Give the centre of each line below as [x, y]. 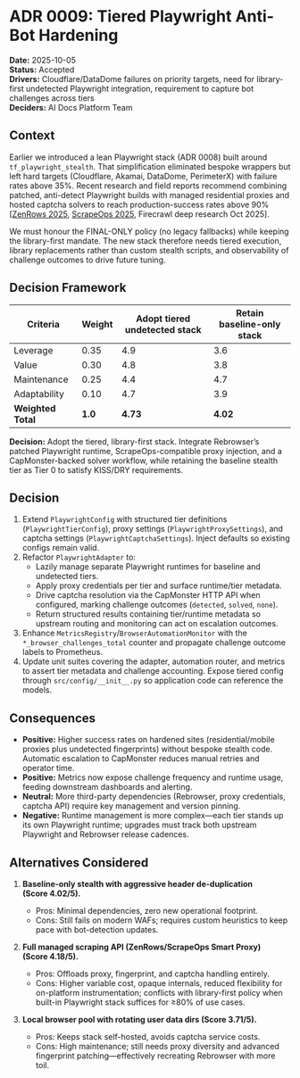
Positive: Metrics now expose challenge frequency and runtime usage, [153, 777]
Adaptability [39, 394]
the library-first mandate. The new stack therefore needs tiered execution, [146, 240]
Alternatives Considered [79, 862]
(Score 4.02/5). [51, 893]
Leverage [33, 350]
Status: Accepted [42, 70]
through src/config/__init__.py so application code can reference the [153, 681]
